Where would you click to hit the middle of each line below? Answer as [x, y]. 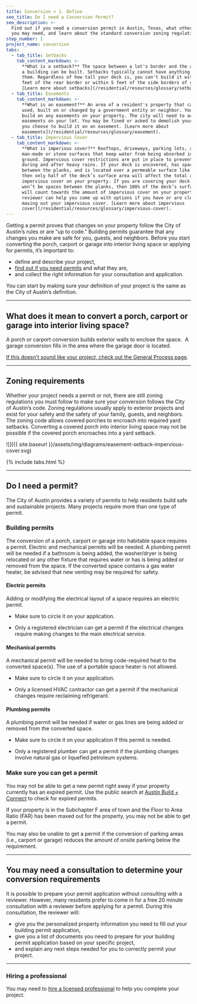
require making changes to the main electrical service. [80, 634]
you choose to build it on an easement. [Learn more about [95, 127]
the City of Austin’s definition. [42, 292]
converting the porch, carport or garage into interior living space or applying [98, 244]
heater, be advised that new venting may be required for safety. [83, 572]
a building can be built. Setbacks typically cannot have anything [106, 72]
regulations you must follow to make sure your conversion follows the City [96, 402]
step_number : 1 [25, 39]
